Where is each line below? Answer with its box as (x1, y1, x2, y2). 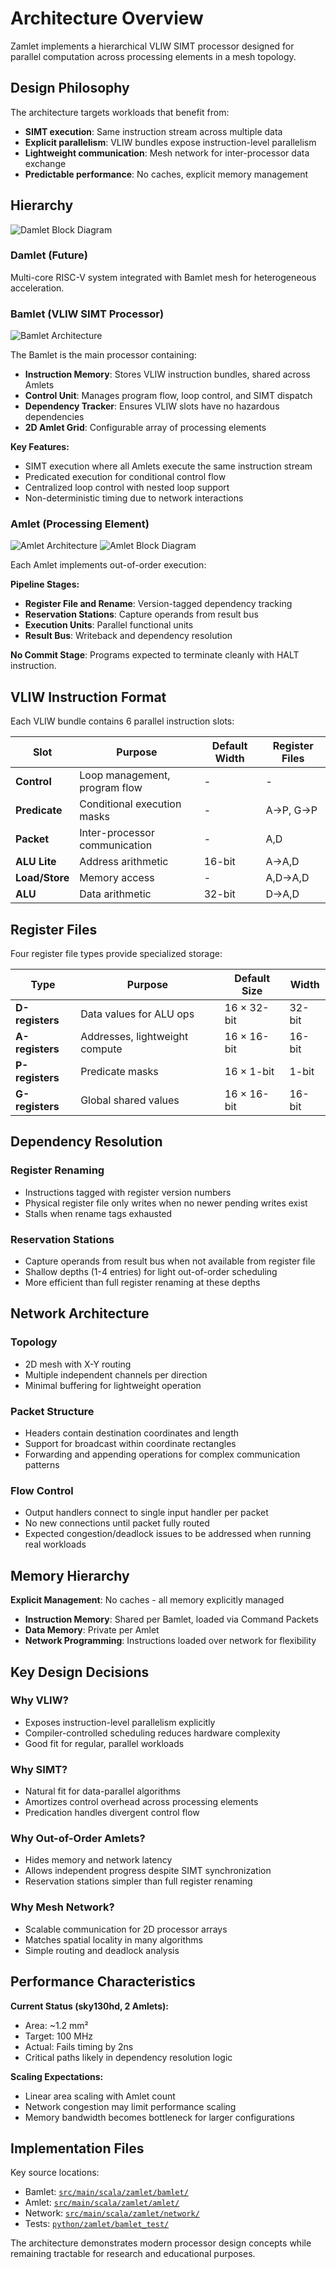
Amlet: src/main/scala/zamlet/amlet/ (24, 2197, 180, 2209)
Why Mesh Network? (10, 1900, 115, 1914)
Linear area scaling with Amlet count (24, 2090, 176, 2102)
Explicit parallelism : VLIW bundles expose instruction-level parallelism (24, 136, 317, 148)
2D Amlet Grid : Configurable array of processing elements (24, 422, 267, 434)
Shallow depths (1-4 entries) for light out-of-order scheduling (24, 1266, 278, 1278)
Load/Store (15, 871, 70, 885)
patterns (24, 1459, 60, 1471)
